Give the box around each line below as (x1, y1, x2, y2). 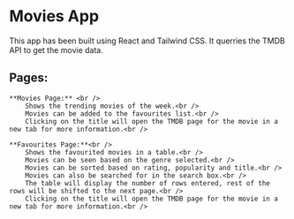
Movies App (9, 6, 100, 26)
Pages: (9, 71, 49, 86)
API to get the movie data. (9, 44, 104, 55)
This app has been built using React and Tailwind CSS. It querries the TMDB (9, 35, 285, 46)
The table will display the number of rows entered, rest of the (25, 178, 271, 187)
